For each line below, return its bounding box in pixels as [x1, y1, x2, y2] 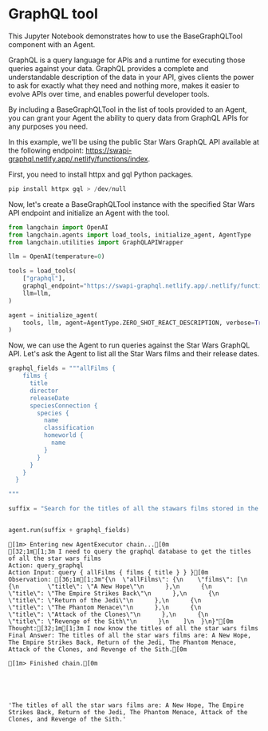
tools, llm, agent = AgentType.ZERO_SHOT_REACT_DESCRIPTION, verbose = [22, 319, 255, 327]
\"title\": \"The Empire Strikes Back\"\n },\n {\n [8, 589, 219, 598]
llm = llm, [22, 289, 52, 297]
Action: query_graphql [8, 561, 84, 570]
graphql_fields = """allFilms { [8, 364, 116, 372]
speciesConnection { [29, 401, 98, 410]
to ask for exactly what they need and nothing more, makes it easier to [8, 81, 240, 90]
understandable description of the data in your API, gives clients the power [8, 72, 254, 81]
